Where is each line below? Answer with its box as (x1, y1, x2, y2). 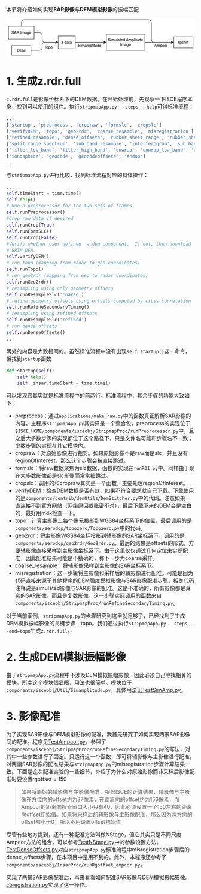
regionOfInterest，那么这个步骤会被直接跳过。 (14, 457, 129, 464)
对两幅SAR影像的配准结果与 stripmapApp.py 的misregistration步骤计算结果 (6, 761, 185, 768)
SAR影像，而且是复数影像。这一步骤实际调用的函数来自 (25, 592, 162, 599)
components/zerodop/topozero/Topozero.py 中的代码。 (14, 525, 146, 532)
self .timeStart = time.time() (6, 190, 82, 197)
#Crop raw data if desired (6, 216, 74, 222)
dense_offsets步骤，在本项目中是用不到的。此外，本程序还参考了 (6, 854, 167, 861)
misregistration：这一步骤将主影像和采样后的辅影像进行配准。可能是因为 (14, 570, 193, 577)
